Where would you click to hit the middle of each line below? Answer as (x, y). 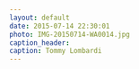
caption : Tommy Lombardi (56, 51)
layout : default (39, 17)
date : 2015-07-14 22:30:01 (60, 26)
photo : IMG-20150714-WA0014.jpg (69, 34)
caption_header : (39, 43)
